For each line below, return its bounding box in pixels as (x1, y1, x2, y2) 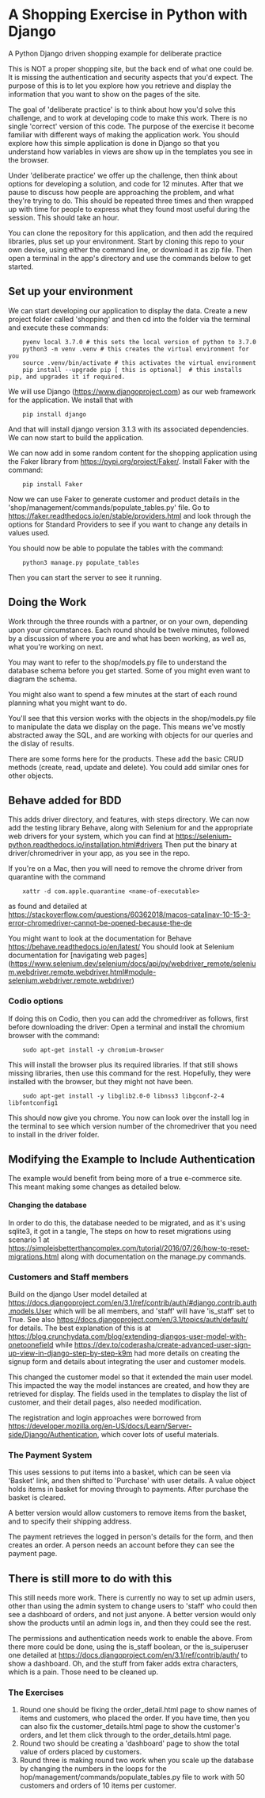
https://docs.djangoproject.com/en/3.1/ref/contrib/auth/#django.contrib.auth (8, 1298, 257, 1307)
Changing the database (8, 1200, 87, 1210)
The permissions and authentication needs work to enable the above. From (8, 1634, 253, 1643)
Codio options (8, 995, 63, 1006)
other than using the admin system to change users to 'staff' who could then (8, 1601, 258, 1611)
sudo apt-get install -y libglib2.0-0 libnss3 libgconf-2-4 (22, 1092, 225, 1100)
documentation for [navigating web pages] (8, 950, 148, 960)
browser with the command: (8, 1030, 100, 1040)
